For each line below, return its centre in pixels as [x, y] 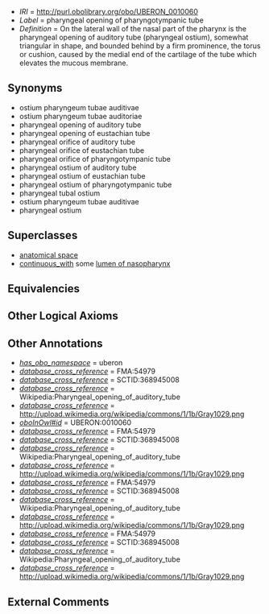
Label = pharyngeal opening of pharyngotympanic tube [112, 20]
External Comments [58, 602]
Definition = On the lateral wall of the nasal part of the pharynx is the [133, 29]
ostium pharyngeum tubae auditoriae [81, 116]
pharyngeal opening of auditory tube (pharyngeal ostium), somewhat [134, 37]
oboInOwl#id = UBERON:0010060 [75, 422]
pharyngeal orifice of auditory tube [77, 142]
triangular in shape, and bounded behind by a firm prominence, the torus [140, 46]
